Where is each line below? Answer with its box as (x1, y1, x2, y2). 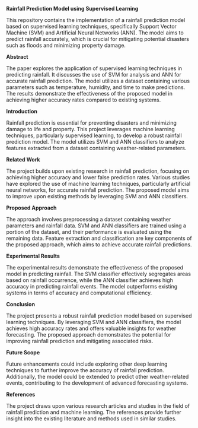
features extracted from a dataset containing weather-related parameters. (6, 145, 187, 151)
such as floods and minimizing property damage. (6, 42, 126, 49)
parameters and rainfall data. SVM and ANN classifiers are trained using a (6, 222, 187, 229)
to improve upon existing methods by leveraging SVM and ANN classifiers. (6, 193, 189, 199)
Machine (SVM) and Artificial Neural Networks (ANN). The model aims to (6, 29, 184, 36)
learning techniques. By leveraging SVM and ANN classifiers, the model (6, 319, 181, 325)
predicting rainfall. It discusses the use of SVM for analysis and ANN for (6, 71, 182, 78)
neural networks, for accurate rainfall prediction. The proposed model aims (6, 186, 190, 194)
